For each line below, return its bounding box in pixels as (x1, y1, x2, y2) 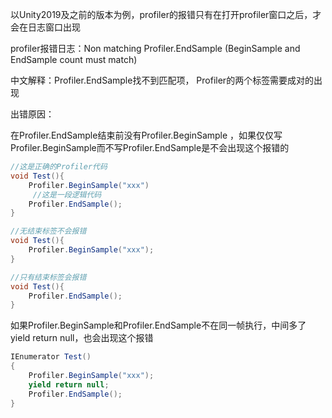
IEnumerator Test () (10, 352, 92, 362)
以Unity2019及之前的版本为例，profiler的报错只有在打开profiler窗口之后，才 (10, 9, 322, 20)
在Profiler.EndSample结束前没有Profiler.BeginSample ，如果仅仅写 (10, 129, 283, 141)
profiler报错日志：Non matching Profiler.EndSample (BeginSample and (10, 43, 301, 54)
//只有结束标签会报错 (10, 272, 87, 282)
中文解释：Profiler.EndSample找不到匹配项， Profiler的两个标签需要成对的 (10, 74, 315, 86)
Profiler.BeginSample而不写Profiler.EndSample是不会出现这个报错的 (10, 142, 290, 153)
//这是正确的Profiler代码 (10, 162, 108, 172)
